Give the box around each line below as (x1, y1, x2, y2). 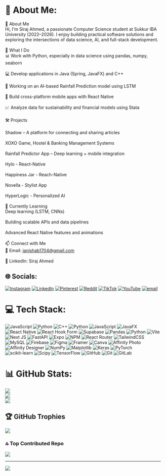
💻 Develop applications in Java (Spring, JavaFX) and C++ (5, 70, 124, 76)
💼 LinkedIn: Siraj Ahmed (5, 258, 54, 264)
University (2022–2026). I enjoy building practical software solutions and (5, 31, 154, 37)
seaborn (5, 59, 22, 66)
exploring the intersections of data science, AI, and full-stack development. (5, 37, 159, 43)
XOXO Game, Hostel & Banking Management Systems (5, 140, 115, 146)
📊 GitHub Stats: (5, 368, 73, 379)
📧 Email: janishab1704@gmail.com (5, 247, 75, 253)
